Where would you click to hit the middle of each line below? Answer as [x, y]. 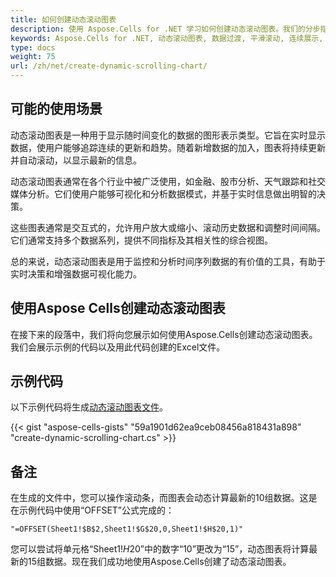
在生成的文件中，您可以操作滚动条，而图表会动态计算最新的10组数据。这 [159, 498]
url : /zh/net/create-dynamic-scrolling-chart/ [109, 66]
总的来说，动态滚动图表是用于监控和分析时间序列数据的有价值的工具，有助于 [168, 261]
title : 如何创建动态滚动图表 [63, 19]
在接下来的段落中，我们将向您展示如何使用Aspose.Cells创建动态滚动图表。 [164, 334]
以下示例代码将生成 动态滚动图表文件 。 [89, 407]
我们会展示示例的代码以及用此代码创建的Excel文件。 [118, 347]
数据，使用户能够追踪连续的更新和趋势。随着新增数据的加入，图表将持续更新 [168, 147]
